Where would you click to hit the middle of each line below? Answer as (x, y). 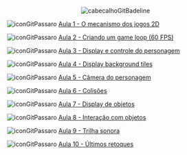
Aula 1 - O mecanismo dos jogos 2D (109, 24)
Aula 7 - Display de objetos (97, 104)
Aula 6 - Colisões (83, 91)
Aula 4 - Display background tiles (106, 64)
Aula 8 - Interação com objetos (102, 117)
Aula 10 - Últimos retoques (96, 144)
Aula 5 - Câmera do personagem (104, 77)
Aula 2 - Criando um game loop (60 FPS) (116, 37)
